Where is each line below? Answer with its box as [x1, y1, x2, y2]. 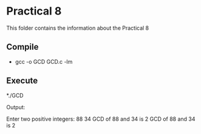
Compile [6, 42, 39, 52]
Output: [6, 103, 26, 110]
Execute [6, 76, 38, 86]
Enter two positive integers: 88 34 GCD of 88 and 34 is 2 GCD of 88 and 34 [6, 115, 196, 122]
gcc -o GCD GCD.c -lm [15, 58, 73, 65]
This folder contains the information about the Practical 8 [6, 24, 149, 32]
